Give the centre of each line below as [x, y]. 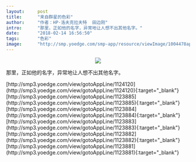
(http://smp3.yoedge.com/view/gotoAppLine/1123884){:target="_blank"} [93, 115]
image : [14, 44]
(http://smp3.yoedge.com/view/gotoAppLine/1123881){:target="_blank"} [93, 152]
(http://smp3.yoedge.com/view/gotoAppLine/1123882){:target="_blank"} [93, 140]
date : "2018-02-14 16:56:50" [49, 33]
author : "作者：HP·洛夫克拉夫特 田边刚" [57, 22]
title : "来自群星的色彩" [40, 17]
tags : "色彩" [29, 39]
